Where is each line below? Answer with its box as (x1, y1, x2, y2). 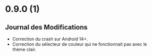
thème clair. (12, 47, 37, 52)
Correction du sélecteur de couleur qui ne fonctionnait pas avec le (12, 41, 147, 47)
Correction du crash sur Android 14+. (12, 36, 88, 42)
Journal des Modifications (5, 23, 88, 31)
